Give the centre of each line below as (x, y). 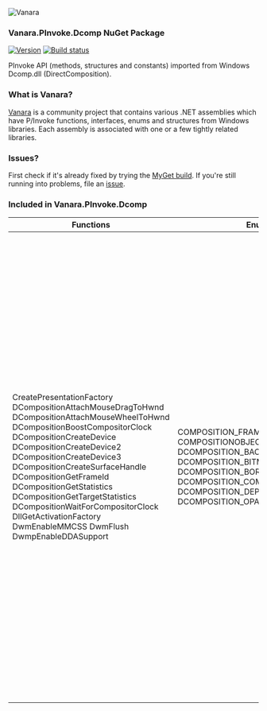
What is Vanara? (41, 95)
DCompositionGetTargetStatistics (74, 497)
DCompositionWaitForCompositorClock (85, 507)
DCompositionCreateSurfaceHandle (79, 467)
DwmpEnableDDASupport (60, 537)
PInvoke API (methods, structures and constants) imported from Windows (129, 66)
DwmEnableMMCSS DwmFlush (71, 526)
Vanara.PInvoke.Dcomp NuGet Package (87, 33)
